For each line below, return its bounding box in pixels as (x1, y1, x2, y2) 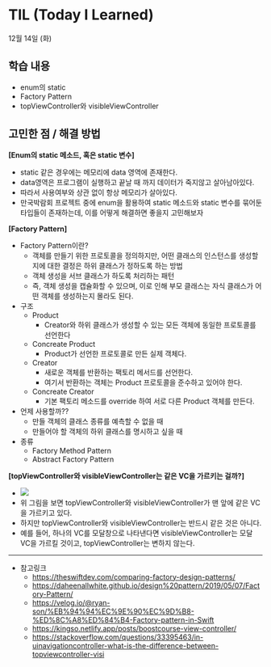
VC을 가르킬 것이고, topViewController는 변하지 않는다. (19, 538, 195, 547)
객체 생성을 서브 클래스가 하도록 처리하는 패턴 (31, 271, 175, 281)
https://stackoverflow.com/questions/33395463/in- (31, 632, 204, 642)
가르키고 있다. (28, 508, 73, 517)
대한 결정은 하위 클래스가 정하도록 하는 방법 (47, 260, 183, 270)
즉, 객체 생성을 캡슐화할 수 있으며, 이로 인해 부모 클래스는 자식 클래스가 (31, 281, 254, 290)
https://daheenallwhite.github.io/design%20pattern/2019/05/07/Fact (31, 580, 261, 590)
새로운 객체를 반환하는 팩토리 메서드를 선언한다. (44, 367, 194, 377)
